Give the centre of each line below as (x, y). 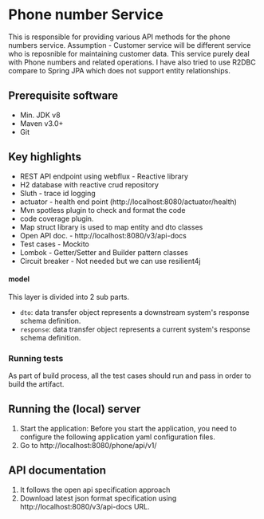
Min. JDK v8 (40, 115)
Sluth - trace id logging (57, 193)
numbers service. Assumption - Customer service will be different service (130, 45)
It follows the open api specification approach (95, 490)
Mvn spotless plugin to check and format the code (102, 210)
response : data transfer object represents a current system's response (135, 329)
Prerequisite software (63, 96)
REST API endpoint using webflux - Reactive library (104, 176)
